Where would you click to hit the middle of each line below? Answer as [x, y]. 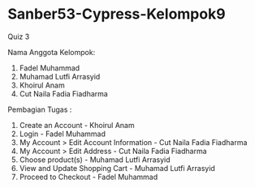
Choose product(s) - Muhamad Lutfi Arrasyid [95, 160]
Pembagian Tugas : [40, 109]
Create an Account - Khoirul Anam [77, 125]
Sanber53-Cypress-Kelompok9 [117, 14]
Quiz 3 [19, 36]
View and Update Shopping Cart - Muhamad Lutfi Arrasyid [117, 168]
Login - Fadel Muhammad [63, 134]
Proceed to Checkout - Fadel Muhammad [89, 177]
